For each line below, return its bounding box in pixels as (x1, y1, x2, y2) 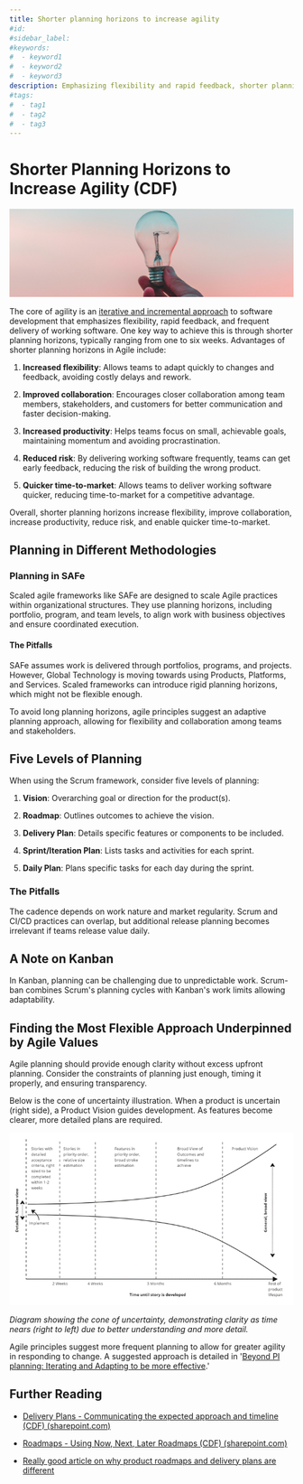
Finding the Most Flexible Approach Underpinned (9, 1021, 292, 1036)
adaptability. (9, 994, 56, 1005)
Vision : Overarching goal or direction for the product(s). (22, 793, 232, 804)
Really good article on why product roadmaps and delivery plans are (22, 1455, 277, 1466)
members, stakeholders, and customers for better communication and (22, 398, 283, 409)
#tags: (9, 90, 34, 99)
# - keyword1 (9, 52, 63, 62)
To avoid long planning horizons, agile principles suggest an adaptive (9, 705, 267, 717)
